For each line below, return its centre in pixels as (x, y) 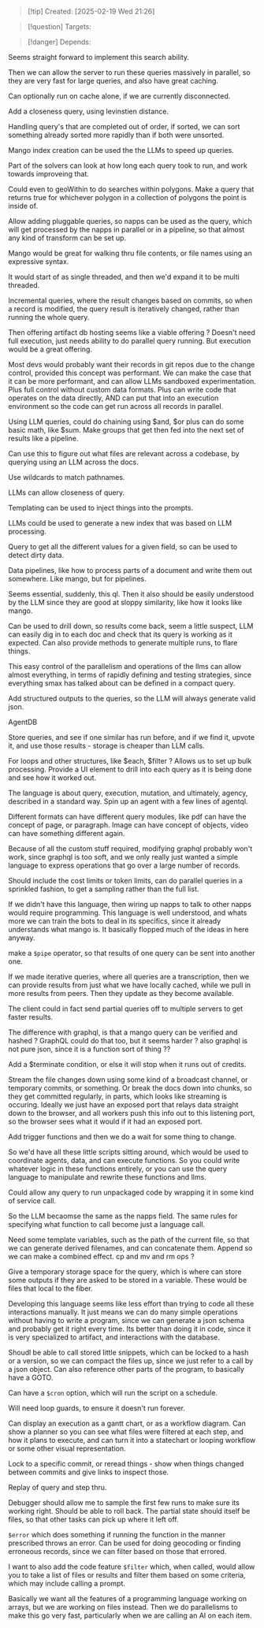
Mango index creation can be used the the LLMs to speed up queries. (121, 150)
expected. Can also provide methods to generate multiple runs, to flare (123, 643)
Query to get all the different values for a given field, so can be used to (123, 546)
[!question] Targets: (59, 26)
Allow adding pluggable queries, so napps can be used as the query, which (130, 221)
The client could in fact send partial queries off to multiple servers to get (126, 1009)
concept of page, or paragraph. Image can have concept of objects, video (128, 825)
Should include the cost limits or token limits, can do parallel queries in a (125, 881)
